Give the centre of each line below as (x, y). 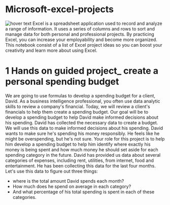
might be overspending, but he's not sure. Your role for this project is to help (85, 139)
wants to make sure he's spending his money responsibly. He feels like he (82, 133)
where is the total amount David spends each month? (68, 181)
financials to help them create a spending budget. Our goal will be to (77, 112)
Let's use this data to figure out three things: (52, 171)
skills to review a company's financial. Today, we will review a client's (78, 106)
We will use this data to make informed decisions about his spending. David (84, 128)
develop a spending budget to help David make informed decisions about (82, 117)
